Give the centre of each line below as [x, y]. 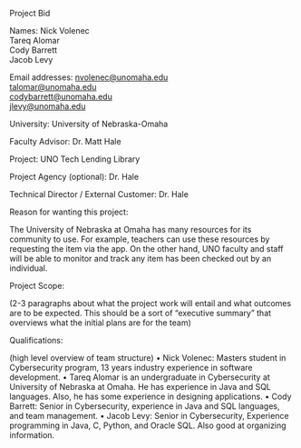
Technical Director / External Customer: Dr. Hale [99, 194]
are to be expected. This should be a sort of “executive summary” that [141, 313]
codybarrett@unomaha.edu [61, 96]
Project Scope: [37, 286]
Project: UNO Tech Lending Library [75, 159]
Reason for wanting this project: [69, 212]
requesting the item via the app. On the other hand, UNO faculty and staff [146, 249]
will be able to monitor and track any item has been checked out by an [141, 259]
